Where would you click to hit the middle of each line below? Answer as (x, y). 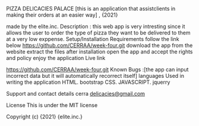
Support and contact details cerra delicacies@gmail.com (76, 94)
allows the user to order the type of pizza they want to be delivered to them (98, 33)
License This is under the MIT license (52, 105)
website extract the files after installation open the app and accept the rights (99, 52)
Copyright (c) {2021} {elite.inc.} (45, 116)
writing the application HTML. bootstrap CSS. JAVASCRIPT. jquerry (88, 82)
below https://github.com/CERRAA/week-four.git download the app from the (99, 45)
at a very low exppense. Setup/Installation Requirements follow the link (93, 39)
